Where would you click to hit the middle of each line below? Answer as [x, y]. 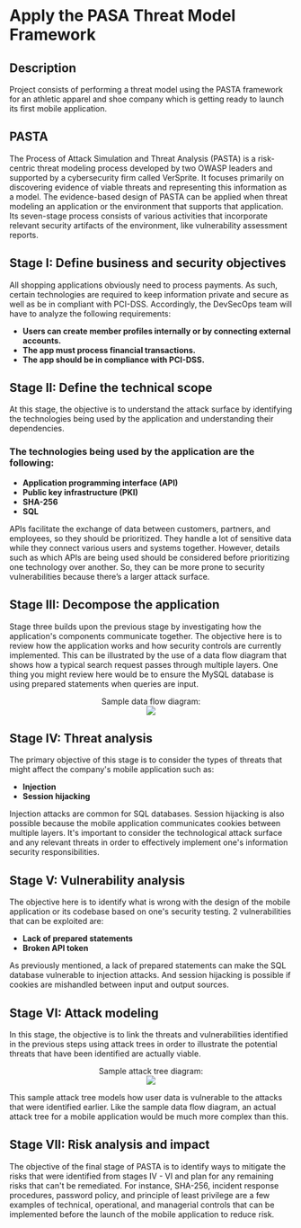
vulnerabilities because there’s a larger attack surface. [110, 576]
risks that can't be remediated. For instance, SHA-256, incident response [144, 1185]
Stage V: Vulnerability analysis [97, 881]
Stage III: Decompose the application [115, 605]
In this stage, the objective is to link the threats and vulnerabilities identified [149, 1034]
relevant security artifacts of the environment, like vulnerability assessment [148, 225]
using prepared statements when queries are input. [104, 683]
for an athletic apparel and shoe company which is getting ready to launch [147, 99]
